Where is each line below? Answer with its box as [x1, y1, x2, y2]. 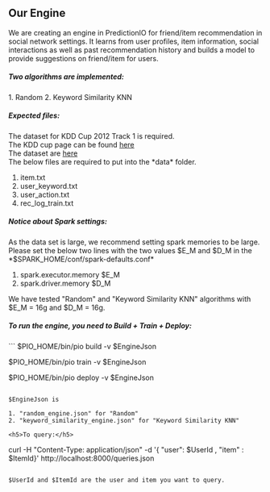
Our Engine [8, 6, 66, 20]
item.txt [19, 173, 46, 182]
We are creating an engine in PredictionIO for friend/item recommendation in [8, 27, 263, 37]
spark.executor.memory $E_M [19, 269, 121, 279]
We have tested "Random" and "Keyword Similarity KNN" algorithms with [8, 294, 251, 303]
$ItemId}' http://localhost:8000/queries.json [8, 453, 155, 463]
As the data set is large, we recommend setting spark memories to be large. [8, 237, 260, 247]
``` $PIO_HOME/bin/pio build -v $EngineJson [8, 341, 157, 351]
